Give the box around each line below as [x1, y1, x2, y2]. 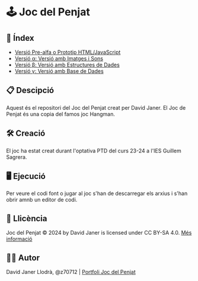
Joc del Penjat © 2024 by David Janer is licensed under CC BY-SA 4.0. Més [6, 229, 192, 237]
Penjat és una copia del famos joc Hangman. [6, 110, 116, 117]
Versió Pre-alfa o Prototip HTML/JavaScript [14, 49, 121, 56]
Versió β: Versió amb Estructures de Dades [14, 61, 120, 68]
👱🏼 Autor [6, 253, 40, 263]
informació [6, 235, 33, 242]
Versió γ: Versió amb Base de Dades [14, 68, 104, 75]
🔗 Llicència [6, 213, 47, 223]
